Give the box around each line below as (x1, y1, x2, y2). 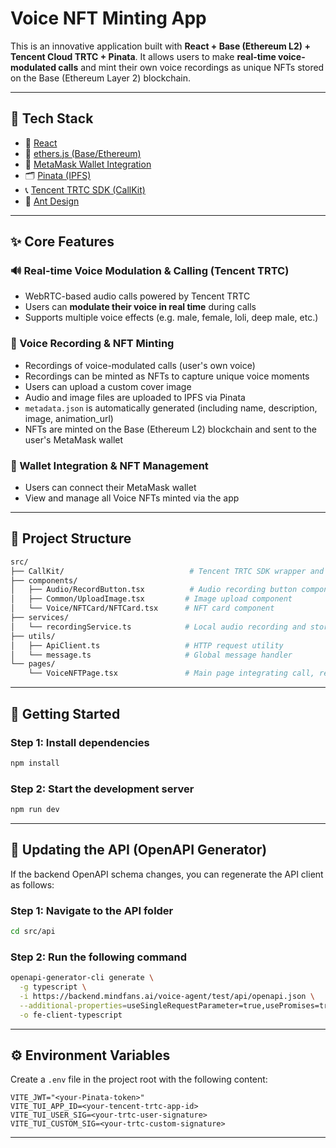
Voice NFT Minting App (10, 7, 207, 30)
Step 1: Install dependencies (10, 735, 150, 749)
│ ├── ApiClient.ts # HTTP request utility (10, 640, 284, 651)
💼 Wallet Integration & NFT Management (10, 458, 209, 472)
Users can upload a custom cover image (24, 380, 192, 392)
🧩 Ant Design (24, 195, 80, 207)
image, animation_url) (24, 412, 114, 424)
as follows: (10, 878, 55, 891)
